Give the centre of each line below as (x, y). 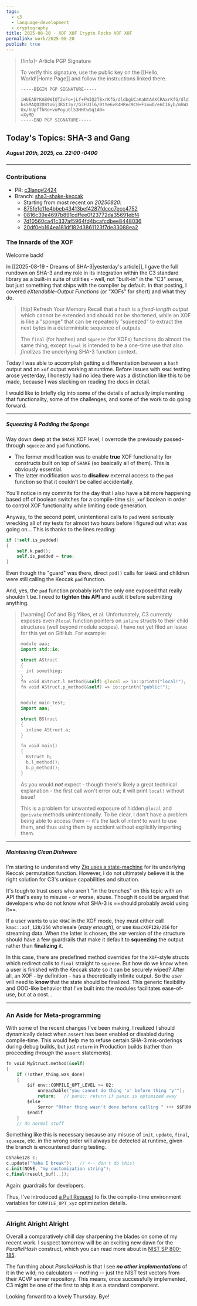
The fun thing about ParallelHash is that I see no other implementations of (97, 1267)
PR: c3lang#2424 (36, 190)
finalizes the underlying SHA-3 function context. (79, 351)
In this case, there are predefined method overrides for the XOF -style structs (98, 957)
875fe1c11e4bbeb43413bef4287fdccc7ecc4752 (80, 208)
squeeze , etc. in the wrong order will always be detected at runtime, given (94, 1141)
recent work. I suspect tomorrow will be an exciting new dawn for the (90, 1243)
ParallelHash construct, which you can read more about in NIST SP (87, 1249)
